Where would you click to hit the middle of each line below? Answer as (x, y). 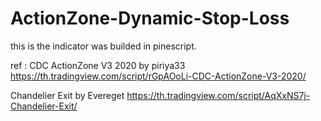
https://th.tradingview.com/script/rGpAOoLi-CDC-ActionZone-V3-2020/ (158, 76)
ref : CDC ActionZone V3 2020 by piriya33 (98, 65)
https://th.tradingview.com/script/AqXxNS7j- (218, 95)
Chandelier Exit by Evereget (67, 95)
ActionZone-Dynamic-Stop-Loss (150, 18)
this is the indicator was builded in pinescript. (103, 46)
